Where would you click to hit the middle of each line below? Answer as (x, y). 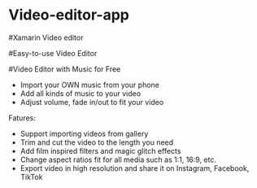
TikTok (31, 177)
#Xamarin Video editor (46, 37)
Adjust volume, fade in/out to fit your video (92, 102)
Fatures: (22, 118)
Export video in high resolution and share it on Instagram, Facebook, (135, 168)
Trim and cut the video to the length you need (97, 142)
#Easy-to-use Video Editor (53, 53)
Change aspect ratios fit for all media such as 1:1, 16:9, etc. (118, 160)
